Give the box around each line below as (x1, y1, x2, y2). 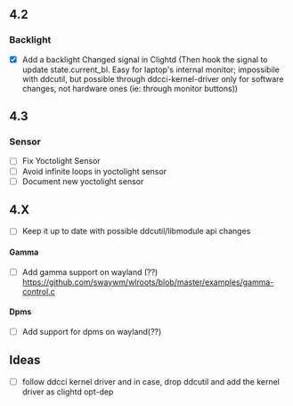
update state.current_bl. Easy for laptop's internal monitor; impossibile (21, 64, 281, 75)
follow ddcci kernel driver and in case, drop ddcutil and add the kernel (21, 376, 281, 386)
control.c (21, 286, 55, 296)
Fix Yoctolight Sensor (21, 156, 101, 166)
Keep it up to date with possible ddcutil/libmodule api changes (21, 226, 251, 237)
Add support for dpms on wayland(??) (21, 326, 162, 337)
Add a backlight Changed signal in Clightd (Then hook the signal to (21, 53, 268, 65)
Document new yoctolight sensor (21, 175, 144, 186)
